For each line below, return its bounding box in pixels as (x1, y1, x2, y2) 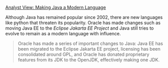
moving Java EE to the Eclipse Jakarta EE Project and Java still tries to (5, 25, 154, 31)
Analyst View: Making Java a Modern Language (5, 5, 106, 10)
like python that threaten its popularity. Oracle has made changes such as (5, 20, 161, 26)
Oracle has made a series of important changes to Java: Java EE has (17, 40, 163, 47)
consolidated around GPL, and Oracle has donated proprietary (17, 51, 150, 57)
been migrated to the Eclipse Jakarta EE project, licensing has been (17, 46, 161, 52)
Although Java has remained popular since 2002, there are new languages (5, 14, 163, 20)
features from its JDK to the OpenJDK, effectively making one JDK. (17, 57, 160, 63)
